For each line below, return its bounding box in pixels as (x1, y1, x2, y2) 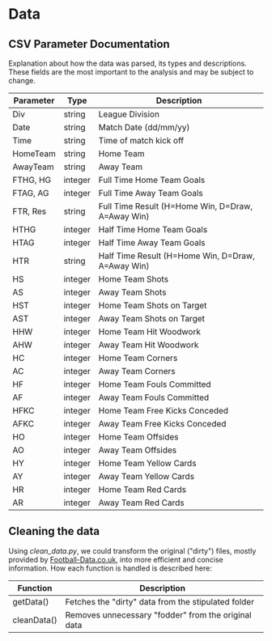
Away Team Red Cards (98, 497, 185, 508)
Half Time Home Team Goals (98, 224, 208, 235)
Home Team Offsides (98, 431, 180, 442)
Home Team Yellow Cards (98, 458, 197, 469)
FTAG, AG (12, 188, 49, 198)
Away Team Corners (98, 366, 176, 376)
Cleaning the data (8, 524, 100, 538)
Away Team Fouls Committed (98, 392, 210, 403)
